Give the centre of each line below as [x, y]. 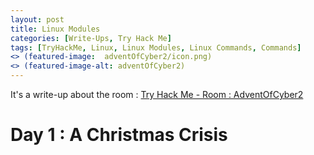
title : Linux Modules [55, 29]
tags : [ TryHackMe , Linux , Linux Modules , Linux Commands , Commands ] [156, 47]
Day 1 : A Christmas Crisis [119, 135]
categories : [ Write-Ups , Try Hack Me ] [91, 38]
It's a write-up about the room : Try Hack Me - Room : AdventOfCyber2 [157, 94]
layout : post [37, 19]
